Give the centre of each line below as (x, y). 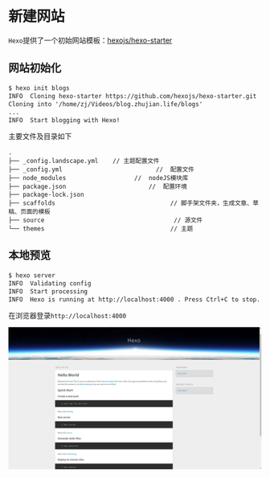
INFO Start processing (48, 291)
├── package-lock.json (46, 194)
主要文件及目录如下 (40, 136)
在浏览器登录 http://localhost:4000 (67, 315)
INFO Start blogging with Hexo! (64, 120)
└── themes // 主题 (101, 229)
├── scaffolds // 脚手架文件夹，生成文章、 (131, 203)
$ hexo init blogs (39, 88)
